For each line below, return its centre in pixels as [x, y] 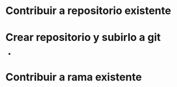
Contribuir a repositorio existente [88, 11]
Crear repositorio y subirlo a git [83, 38]
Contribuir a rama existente [74, 77]
